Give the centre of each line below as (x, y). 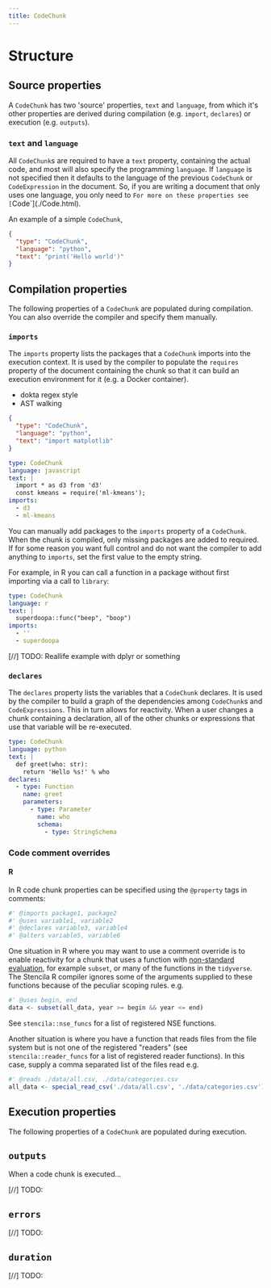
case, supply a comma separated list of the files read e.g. (104, 1064)
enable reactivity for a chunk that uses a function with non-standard (121, 960)
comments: (27, 898)
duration (30, 1257)
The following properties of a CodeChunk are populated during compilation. (131, 308)
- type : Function (45, 787)
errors (25, 1214)
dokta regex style (49, 395)
